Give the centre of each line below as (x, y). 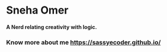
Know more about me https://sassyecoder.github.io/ (83, 42)
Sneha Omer (37, 10)
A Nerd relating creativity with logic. (52, 27)
